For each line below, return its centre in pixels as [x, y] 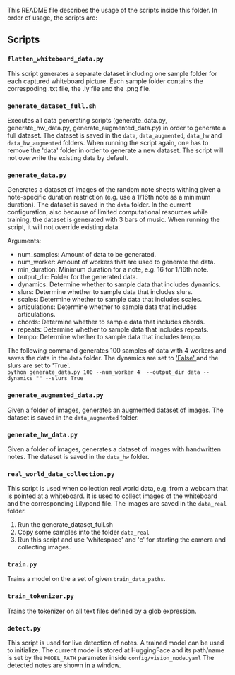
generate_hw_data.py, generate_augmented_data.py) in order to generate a [117, 128]
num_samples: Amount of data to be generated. [87, 255]
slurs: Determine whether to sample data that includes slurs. [105, 292]
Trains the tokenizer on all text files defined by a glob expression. [102, 611]
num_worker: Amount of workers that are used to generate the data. [116, 262]
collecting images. [44, 547]
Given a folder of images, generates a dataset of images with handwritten [114, 449]
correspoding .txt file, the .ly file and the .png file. [79, 88]
